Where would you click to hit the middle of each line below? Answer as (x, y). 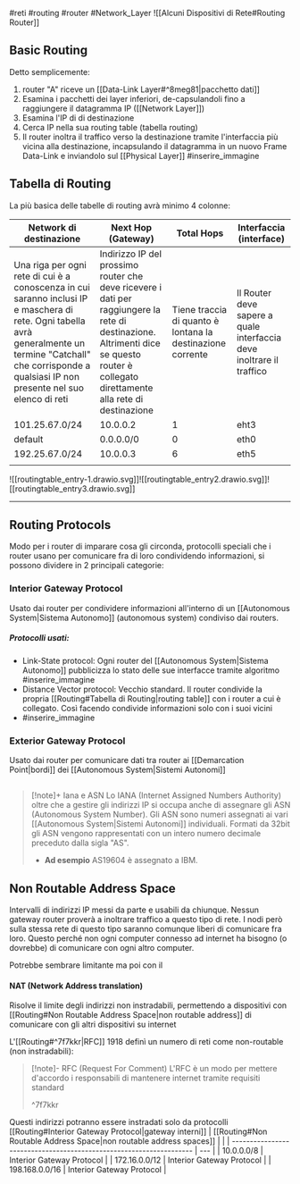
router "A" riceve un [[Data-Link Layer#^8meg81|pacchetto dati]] (141, 89)
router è (116, 365)
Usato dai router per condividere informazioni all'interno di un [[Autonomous (150, 608)
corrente (190, 354)
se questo (120, 354)
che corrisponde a (52, 365)
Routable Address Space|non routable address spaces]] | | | (120, 1141)
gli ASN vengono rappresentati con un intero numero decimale (146, 834)
